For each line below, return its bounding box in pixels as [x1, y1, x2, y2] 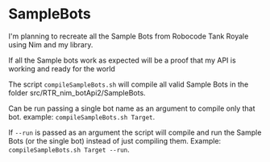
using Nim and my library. [8, 39, 93, 49]
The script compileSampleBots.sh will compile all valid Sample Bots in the [8, 79, 249, 89]
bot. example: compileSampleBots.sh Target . [8, 111, 156, 121]
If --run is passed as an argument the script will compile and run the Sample [8, 128, 262, 137]
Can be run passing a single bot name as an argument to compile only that [8, 103, 255, 113]
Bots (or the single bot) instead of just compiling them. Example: [8, 136, 222, 145]
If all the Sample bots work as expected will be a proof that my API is [8, 55, 236, 65]
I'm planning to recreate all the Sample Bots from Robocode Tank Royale [8, 31, 249, 41]
